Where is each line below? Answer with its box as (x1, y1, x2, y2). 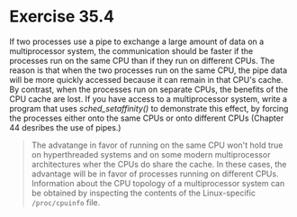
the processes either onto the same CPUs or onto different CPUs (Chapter (9, 113, 284, 123)
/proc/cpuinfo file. (31, 196, 101, 208)
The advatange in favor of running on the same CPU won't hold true (31, 140, 283, 150)
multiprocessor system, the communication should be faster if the (9, 45, 254, 56)
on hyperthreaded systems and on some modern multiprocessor (31, 149, 271, 159)
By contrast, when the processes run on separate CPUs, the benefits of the (9, 84, 288, 95)
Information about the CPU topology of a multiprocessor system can (31, 177, 285, 188)
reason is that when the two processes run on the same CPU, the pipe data (9, 65, 288, 76)
